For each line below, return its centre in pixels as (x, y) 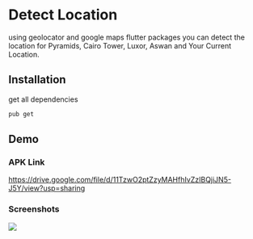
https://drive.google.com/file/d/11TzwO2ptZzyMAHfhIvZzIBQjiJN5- (120, 180)
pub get (21, 114)
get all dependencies (43, 99)
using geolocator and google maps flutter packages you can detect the (126, 37)
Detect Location (63, 15)
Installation (37, 80)
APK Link (27, 161)
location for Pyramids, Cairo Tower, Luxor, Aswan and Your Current (120, 45)
